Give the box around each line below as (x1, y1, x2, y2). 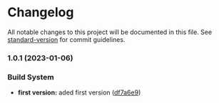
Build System (7, 72, 55, 82)
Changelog (7, 4, 74, 21)
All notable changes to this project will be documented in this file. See (7, 28, 213, 36)
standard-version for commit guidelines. (7, 35, 126, 43)
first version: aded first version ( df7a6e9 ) (17, 88, 141, 97)
